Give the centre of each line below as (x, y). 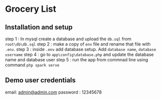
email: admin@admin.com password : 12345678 (53, 92)
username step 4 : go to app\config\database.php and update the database (80, 54)
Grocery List (31, 9)
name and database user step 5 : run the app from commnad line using (77, 60)
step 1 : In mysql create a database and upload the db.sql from (68, 39)
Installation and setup (39, 27)
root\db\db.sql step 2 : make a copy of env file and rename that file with (78, 44)
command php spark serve (32, 65)
